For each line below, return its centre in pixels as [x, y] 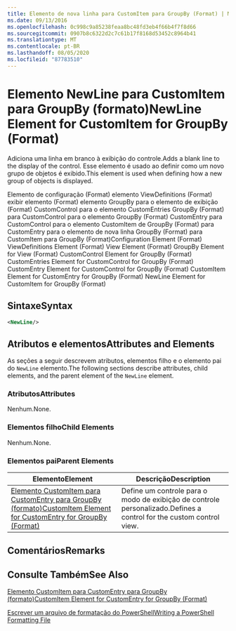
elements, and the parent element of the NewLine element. [91, 376]
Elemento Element [63, 479]
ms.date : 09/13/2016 [38, 20]
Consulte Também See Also [68, 574]
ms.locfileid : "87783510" [45, 60]
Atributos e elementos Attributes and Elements [111, 344]
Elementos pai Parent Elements [61, 460]
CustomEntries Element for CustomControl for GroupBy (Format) [100, 261]
